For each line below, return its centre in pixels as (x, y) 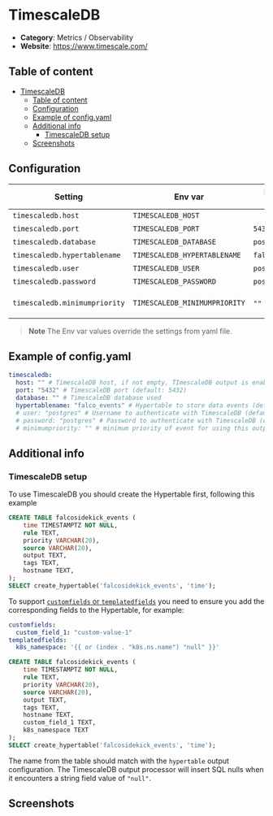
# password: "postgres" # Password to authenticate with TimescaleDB (136, 420)
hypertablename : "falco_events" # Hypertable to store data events (132, 405)
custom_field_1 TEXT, (59, 723)
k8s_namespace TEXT (56, 730)
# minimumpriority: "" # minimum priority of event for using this (132, 428)
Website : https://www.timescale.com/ (84, 46)
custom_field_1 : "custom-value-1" (74, 632)
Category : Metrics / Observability (77, 37)
